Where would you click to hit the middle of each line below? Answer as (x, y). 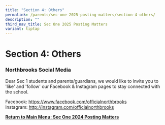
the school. (17, 91)
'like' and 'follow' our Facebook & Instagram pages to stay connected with (83, 86)
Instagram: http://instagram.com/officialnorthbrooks (60, 107)
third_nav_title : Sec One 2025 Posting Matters (57, 24)
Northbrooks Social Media (38, 70)
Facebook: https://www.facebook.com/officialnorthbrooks (66, 102)
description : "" (22, 19)
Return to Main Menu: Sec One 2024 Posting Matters (62, 117)
